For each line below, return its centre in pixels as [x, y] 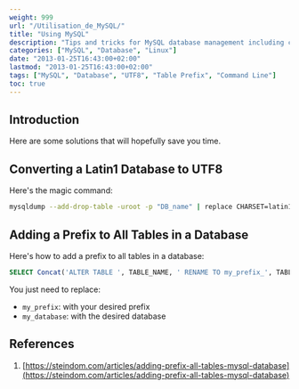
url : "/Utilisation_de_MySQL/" [67, 26]
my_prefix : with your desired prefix [86, 306]
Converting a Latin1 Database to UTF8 [116, 169]
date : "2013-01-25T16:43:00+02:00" [75, 59]
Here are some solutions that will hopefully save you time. [115, 141]
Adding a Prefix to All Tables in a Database [129, 235]
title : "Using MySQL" [49, 34]
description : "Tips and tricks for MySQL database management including [147, 42]
